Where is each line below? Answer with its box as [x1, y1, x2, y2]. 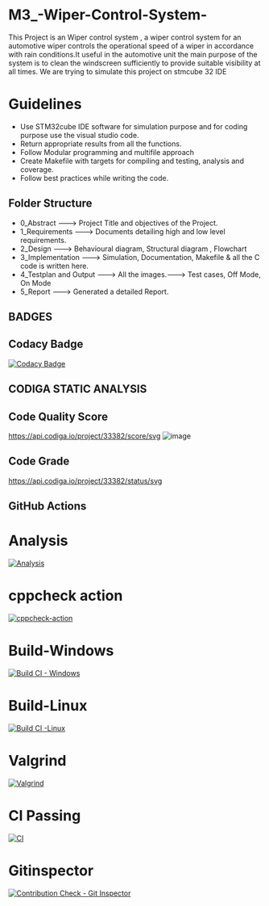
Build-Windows [8, 642, 114, 660]
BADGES [8, 310, 53, 324]
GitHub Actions [8, 499, 87, 514]
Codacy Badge [8, 338, 84, 351]
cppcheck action [8, 587, 123, 605]
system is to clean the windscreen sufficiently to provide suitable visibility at [8, 58, 261, 68]
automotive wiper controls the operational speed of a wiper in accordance [8, 40, 255, 50]
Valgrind [8, 752, 67, 770]
